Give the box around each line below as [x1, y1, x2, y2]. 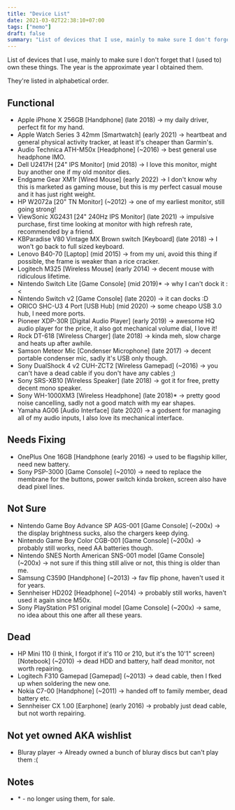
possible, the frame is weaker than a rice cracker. [17, 257, 160, 265]
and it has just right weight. [17, 190, 96, 198]
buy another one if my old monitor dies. [17, 168, 131, 176]
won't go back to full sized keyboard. [17, 242, 124, 250]
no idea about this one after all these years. [17, 611, 143, 619]
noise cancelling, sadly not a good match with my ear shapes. [17, 398, 196, 407]
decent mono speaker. [17, 384, 83, 392]
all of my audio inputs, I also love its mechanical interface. [17, 413, 184, 421]
